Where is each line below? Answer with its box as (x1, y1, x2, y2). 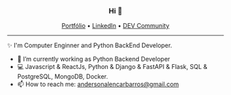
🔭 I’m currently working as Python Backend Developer (16, 55, 170, 64)
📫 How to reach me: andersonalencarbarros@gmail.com (16, 80, 179, 88)
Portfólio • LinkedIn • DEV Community (61, 22, 170, 30)
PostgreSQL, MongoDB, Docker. (16, 72, 109, 81)
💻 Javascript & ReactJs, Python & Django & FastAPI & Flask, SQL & (16, 63, 208, 71)
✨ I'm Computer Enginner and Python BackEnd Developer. (7, 41, 173, 50)
